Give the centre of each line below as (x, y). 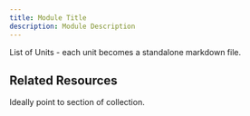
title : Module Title (48, 18)
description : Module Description (72, 26)
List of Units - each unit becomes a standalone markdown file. (125, 52)
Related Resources (63, 80)
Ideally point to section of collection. (77, 102)
